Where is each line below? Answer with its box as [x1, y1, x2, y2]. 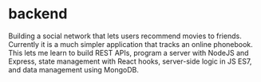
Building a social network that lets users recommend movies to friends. [8, 31, 242, 41]
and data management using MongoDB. [8, 64, 140, 74]
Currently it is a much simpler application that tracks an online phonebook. [8, 39, 253, 49]
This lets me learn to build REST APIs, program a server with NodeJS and [8, 48, 249, 57]
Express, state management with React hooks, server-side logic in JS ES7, [8, 57, 252, 66]
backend [8, 5, 68, 23]
